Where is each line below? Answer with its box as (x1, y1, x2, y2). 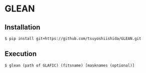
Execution (4, 49, 37, 58)
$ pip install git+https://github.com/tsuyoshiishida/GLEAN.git (4, 36, 141, 41)
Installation (4, 23, 40, 31)
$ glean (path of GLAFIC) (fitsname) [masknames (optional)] (4, 63, 135, 68)
